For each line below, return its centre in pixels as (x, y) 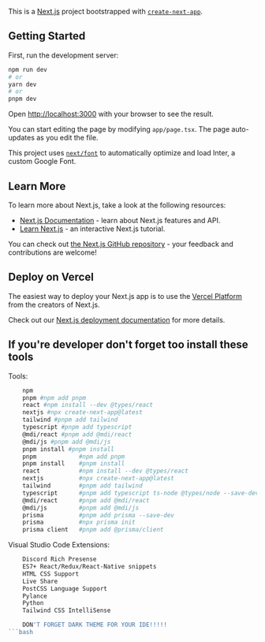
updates (22, 138)
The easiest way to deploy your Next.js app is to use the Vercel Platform (125, 296)
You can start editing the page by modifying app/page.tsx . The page (119, 129)
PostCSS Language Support (65, 588)
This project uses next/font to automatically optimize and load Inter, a (122, 153)
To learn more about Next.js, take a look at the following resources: (117, 205)
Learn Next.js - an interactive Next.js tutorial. (92, 229)
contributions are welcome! (52, 252)
